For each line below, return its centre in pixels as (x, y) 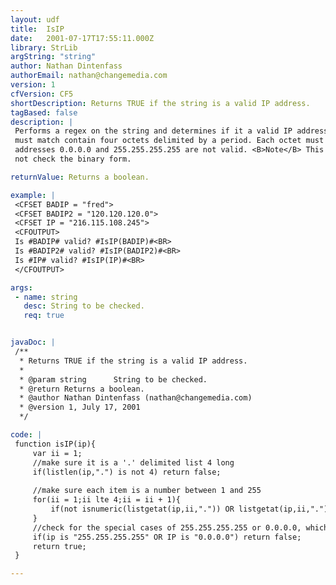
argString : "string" (53, 57)
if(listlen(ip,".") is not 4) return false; (127, 472)
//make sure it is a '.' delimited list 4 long (133, 462)
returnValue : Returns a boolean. (80, 177)
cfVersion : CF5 (42, 94)
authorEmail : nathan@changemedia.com (89, 76)
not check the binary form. (73, 159)
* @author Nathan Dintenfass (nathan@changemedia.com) (136, 398)
